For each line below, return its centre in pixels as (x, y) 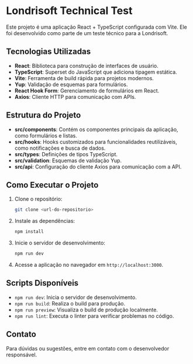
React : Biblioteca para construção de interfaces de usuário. (87, 66)
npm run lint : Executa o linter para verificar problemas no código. (94, 316)
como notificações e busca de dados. (60, 148)
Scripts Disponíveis (42, 283)
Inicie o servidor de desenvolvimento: (60, 243)
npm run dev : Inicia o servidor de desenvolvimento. (76, 297)
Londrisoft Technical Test (69, 11)
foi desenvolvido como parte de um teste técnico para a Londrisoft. (87, 33)
